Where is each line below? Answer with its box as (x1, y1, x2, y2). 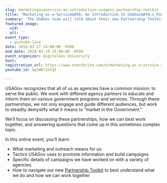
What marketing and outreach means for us (12, 146, 102, 152)
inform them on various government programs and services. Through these (5, 96, 160, 102)
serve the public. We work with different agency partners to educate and (5, 91, 154, 96)
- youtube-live (9, 40, 41, 45)
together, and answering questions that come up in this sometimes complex (5, 121, 161, 127)
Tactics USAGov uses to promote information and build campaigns (12, 151, 149, 157)
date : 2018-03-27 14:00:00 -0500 (5, 44, 75, 49)
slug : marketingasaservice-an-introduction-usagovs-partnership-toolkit (5, 7, 159, 12)
